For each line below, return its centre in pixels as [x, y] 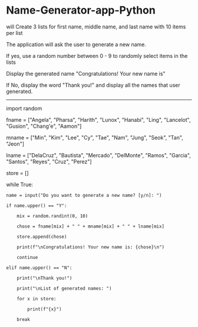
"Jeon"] [15, 144]
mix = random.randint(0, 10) [52, 216]
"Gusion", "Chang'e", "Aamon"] [44, 126]
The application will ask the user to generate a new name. [76, 44]
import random [24, 108]
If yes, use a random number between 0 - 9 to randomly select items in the [97, 56]
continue [27, 257]
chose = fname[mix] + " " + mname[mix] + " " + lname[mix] [91, 226]
